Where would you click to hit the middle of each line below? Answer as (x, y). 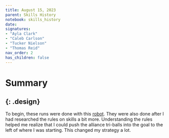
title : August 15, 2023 (31, 10)
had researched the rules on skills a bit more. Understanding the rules (79, 119)
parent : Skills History (31, 15)
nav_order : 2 (19, 53)
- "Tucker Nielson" (26, 43)
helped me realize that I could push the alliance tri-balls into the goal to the (84, 125)
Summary (26, 83)
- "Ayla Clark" (22, 34)
